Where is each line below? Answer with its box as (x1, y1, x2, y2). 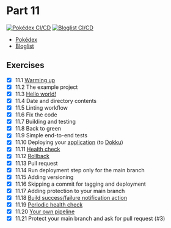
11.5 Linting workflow (15, 104, 68, 111)
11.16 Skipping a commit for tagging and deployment (15, 180, 147, 188)
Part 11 (6, 4, 40, 18)
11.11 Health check (15, 145, 60, 153)
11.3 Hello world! (15, 90, 57, 97)
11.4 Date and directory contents (15, 97, 97, 104)
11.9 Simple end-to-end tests (15, 132, 87, 139)
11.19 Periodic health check (15, 200, 83, 208)
